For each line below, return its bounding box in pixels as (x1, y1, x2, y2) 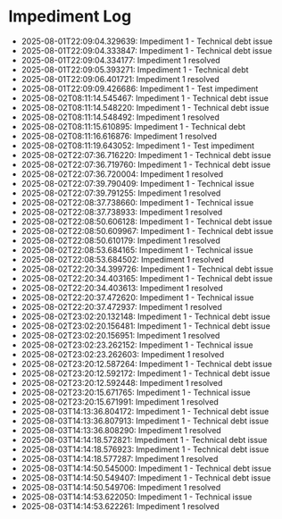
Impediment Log (8, 6, 132, 27)
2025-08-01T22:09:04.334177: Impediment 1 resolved (21, 54, 220, 65)
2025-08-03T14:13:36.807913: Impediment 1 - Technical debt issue (21, 415, 270, 426)
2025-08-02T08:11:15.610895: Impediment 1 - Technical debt (21, 121, 246, 131)
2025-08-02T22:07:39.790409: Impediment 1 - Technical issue (21, 178, 255, 188)
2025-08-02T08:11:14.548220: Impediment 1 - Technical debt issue (21, 102, 270, 113)
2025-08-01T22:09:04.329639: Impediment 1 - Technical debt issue (21, 36, 273, 46)
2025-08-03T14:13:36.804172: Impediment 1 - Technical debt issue (21, 406, 270, 416)
